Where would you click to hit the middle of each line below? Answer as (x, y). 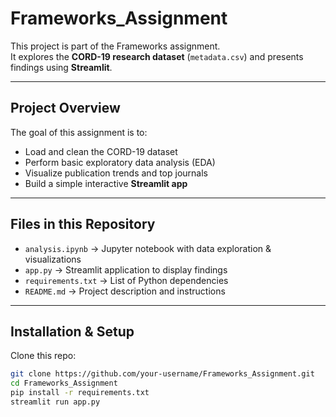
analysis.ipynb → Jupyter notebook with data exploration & (148, 248)
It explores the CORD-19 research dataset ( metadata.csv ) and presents (157, 56)
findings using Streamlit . (61, 67)
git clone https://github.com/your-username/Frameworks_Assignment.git (162, 374)
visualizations (53, 259)
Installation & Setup (72, 331)
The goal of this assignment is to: (79, 132)
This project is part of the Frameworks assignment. (115, 46)
